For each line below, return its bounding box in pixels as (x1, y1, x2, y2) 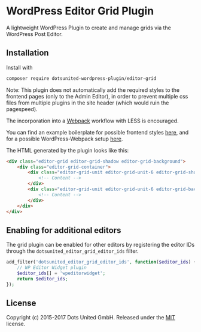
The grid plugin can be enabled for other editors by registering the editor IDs (6, 241, 195, 249)
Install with (6, 64, 33, 71)
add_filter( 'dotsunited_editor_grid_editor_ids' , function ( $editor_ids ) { (6, 259, 197, 265)
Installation (6, 48, 49, 58)
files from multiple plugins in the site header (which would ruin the (6, 99, 169, 106)
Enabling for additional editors (6, 225, 121, 235)
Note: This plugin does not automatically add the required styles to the (6, 86, 180, 94)
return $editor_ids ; (17, 276, 68, 282)
